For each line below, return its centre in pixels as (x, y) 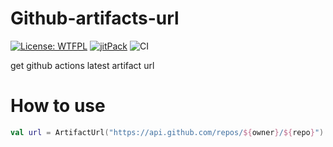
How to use (58, 106)
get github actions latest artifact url (82, 65)
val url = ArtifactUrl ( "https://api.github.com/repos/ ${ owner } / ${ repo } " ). (169, 132)
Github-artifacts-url (95, 18)
